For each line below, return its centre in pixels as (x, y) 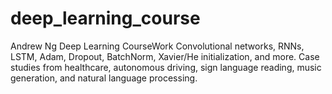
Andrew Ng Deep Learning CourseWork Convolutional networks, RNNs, (157, 46)
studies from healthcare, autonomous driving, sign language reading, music (166, 67)
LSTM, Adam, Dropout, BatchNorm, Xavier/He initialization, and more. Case (165, 56)
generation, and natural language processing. (104, 78)
